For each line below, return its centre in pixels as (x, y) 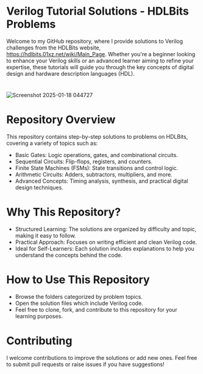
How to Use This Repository (78, 280)
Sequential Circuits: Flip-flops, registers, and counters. (84, 162)
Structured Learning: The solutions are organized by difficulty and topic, (106, 229)
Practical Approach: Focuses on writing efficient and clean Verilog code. (106, 242)
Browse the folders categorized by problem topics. (79, 296)
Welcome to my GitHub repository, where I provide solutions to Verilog (95, 41)
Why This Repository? (63, 212)
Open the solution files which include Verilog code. (79, 303)
